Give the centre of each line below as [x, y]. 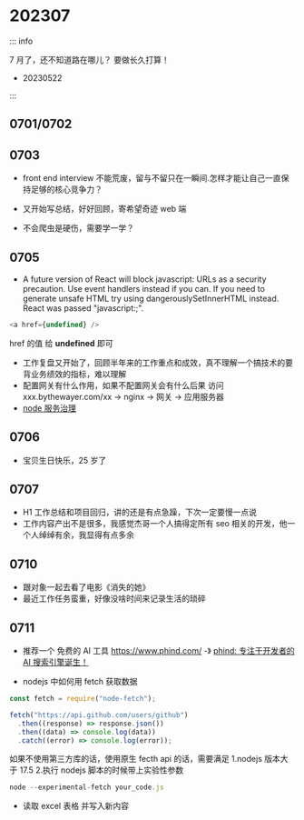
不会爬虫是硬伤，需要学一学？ [78, 228]
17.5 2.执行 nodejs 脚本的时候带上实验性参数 [102, 770]
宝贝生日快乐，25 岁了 [64, 460]
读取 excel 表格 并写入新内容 [76, 806]
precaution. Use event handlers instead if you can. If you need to [144, 288]
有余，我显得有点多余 [94, 535]
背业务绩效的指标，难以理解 [74, 374]
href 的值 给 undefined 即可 [61, 343]
